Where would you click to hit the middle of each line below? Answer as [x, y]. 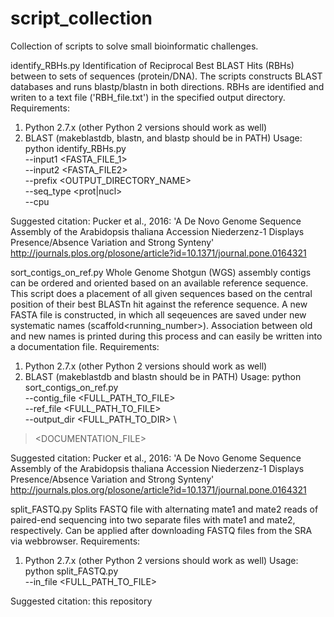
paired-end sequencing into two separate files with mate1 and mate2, [153, 519]
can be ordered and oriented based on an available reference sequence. [159, 283]
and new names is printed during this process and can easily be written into [166, 336]
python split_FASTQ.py [71, 571]
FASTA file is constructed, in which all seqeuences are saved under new [158, 314]
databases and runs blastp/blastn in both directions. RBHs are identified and [167, 86]
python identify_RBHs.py [75, 148]
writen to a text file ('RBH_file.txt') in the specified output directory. [148, 97]
